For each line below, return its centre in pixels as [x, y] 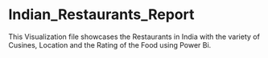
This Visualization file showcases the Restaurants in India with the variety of [134, 37]
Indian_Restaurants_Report [101, 15]
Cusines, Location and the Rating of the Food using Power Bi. [110, 44]
